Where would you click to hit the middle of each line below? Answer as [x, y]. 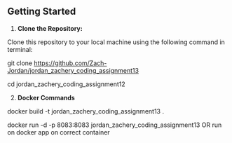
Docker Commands [46, 97]
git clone [20, 63]
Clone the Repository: [50, 28]
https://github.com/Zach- [70, 63]
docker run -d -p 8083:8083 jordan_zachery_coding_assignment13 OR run [115, 125]
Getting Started [42, 12]
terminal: [20, 49]
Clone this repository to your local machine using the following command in [116, 42]
